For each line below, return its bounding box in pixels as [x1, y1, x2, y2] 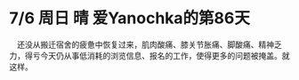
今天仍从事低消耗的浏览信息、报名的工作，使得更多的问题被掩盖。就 [39, 50, 290, 60]
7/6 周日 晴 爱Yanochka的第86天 [9, 8, 251, 28]
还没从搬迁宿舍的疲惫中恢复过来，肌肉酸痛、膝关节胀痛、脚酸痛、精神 [17, 39, 274, 50]
